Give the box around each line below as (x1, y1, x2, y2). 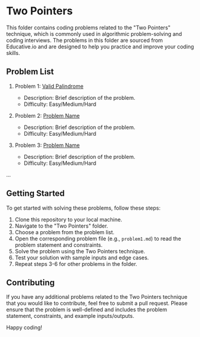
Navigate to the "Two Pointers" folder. (14, 222, 109, 229)
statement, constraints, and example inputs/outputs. (6, 313, 134, 320)
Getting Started (6, 188, 65, 198)
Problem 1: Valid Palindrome (14, 82, 84, 90)
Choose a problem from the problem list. (14, 228, 115, 235)
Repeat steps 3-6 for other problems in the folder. (14, 260, 137, 267)
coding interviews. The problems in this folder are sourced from (6, 36, 163, 44)
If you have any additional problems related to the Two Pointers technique (6, 293, 188, 301)
